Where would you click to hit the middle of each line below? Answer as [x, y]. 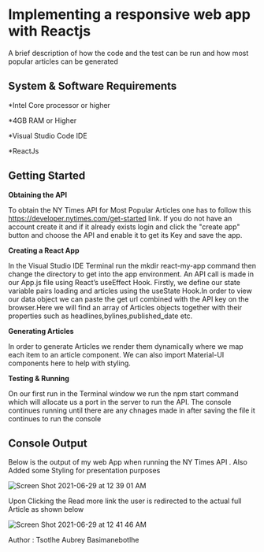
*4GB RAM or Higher [43, 120]
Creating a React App [44, 250]
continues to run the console [55, 418]
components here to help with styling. [70, 363]
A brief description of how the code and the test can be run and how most [128, 53]
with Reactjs [50, 31]
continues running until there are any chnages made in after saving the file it [132, 410]
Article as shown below [46, 509]
